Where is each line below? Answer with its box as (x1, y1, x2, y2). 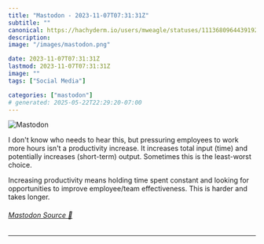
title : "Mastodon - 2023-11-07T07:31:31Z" (8, 11, 149, 20)
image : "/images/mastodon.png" (8, 41, 111, 49)
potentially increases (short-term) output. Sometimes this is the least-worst (8, 152, 251, 161)
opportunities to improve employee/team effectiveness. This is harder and (8, 184, 247, 194)
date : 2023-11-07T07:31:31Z (8, 55, 101, 63)
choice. (8, 161, 33, 170)
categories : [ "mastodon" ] (8, 91, 93, 99)
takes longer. (8, 192, 50, 201)
